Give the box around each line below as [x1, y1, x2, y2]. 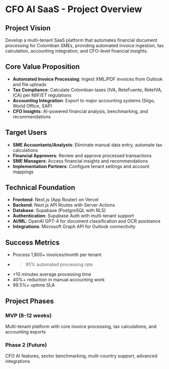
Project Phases [5, 297, 54, 305]
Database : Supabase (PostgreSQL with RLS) [12, 208, 106, 214]
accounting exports [5, 329, 46, 335]
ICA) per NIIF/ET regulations [12, 92, 72, 98]
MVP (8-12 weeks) [5, 312, 52, 319]
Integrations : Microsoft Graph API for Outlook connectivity [12, 224, 136, 230]
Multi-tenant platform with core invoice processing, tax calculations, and [5, 323, 157, 330]
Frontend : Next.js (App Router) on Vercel [12, 196, 99, 203]
